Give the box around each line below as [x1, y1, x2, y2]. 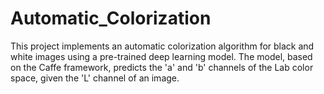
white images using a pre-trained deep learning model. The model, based [10, 50, 313, 62]
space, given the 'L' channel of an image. [10, 72, 180, 84]
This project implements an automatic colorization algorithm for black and [10, 40, 315, 52]
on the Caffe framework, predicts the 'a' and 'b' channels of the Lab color [10, 61, 314, 73]
